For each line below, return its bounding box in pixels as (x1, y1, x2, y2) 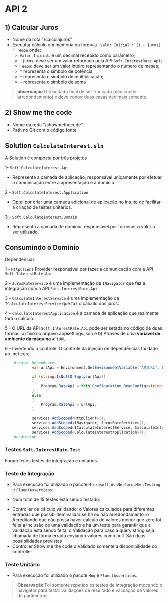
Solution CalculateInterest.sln (5, 141, 104, 150)
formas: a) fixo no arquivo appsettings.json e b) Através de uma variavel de (5, 331, 161, 337)
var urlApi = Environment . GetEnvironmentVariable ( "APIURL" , (31, 365, 160, 370)
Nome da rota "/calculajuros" (12, 36, 72, 42)
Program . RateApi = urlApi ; (40, 402, 97, 407)
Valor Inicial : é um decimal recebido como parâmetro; (19, 52, 136, 58)
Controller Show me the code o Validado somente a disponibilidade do (12, 543, 157, 549)
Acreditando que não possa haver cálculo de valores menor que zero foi (12, 517, 161, 523)
